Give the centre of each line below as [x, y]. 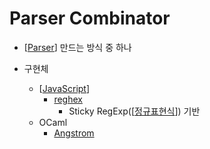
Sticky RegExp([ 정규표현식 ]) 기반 [134, 111]
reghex [68, 99]
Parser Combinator [90, 18]
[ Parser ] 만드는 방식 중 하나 [77, 47]
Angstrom [74, 133]
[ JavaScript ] [64, 88]
